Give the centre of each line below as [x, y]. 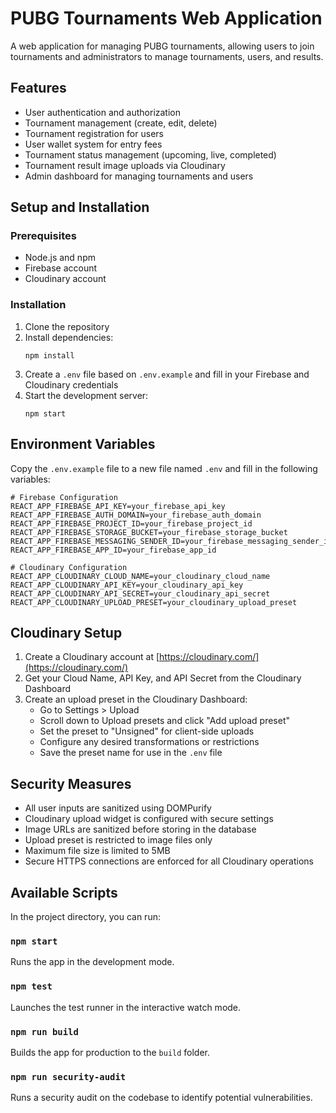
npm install [49, 355]
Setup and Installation [80, 207]
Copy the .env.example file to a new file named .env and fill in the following [164, 468]
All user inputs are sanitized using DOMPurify [118, 808]
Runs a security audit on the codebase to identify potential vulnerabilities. [161, 1098]
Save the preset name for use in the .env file [131, 753]
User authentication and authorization [103, 112]
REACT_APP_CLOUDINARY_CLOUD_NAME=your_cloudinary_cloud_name [140, 576]
